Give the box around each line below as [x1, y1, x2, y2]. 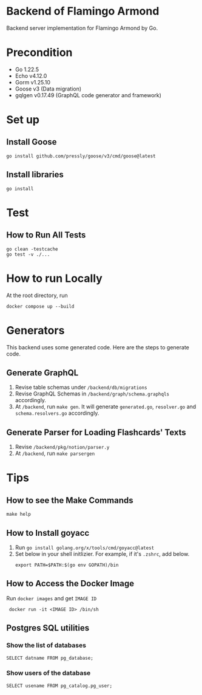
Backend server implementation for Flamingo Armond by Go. [6, 24, 158, 32]
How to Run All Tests [6, 230, 86, 241]
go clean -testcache [6, 246, 59, 252]
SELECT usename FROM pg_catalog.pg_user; [6, 682, 113, 689]
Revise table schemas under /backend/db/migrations [15, 384, 147, 391]
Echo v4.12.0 [15, 72, 47, 80]
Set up [6, 113, 39, 127]
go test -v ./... [6, 251, 50, 258]
